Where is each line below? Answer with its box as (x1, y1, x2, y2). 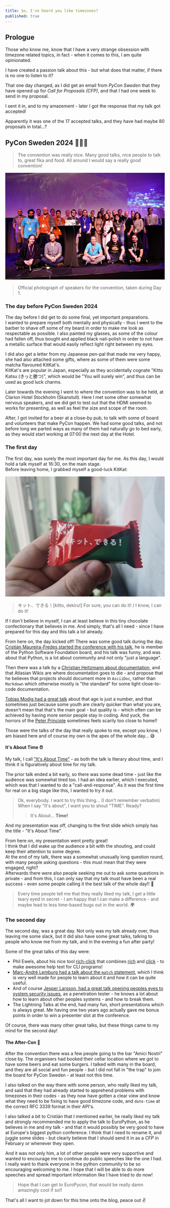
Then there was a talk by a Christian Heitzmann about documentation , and (5, 664, 160, 670)
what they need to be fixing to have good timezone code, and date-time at (5, 1098, 160, 1104)
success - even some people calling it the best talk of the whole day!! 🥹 (5, 881, 154, 887)
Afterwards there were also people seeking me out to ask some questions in (5, 870, 164, 876)
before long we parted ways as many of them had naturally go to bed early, (5, 426, 162, 432)
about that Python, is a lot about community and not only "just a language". (5, 655, 162, 661)
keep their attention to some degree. (5, 848, 81, 854)
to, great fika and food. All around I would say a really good (17, 158, 141, 164)
